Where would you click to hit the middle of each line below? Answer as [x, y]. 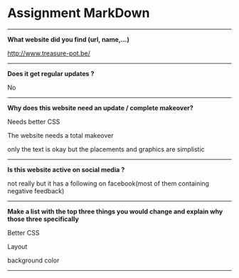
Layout [17, 246]
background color [33, 260]
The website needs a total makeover [60, 135]
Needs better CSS [34, 122]
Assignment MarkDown [79, 13]
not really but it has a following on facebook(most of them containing [108, 183]
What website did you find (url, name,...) [69, 39]
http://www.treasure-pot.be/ [49, 53]
